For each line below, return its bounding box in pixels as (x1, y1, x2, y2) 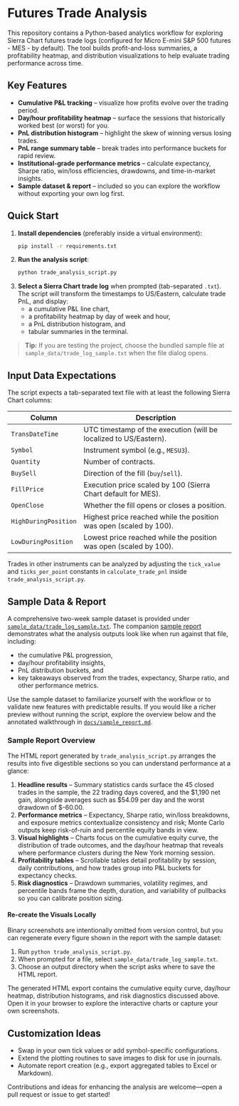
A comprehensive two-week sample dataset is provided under (7, 614, 190, 622)
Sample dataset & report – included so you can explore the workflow (17, 182, 221, 190)
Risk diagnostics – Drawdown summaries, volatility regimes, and (17, 879, 208, 887)
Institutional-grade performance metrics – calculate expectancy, (17, 159, 211, 167)
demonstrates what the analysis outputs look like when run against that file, (7, 629, 229, 638)
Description (135, 413, 176, 423)
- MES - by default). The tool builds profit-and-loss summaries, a (7, 43, 198, 52)
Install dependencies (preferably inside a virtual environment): (17, 229, 203, 237)
